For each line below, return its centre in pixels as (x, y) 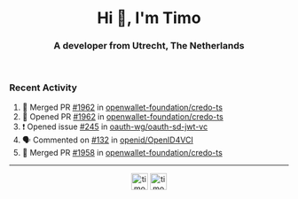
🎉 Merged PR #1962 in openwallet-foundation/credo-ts (122, 107)
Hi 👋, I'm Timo (149, 18)
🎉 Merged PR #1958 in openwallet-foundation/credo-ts (122, 152)
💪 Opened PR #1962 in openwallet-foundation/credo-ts (122, 116)
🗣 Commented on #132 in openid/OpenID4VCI (107, 140)
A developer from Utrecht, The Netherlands (149, 46)
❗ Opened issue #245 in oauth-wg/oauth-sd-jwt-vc (115, 126)
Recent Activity (43, 88)
